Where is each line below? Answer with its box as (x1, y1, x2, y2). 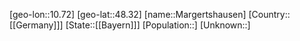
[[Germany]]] (9, 19, 64, 31)
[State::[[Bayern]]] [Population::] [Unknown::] (65, 19, 251, 31)
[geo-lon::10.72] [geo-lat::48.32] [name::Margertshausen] (9, 9, 247, 20)
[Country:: (248, 9, 291, 20)
